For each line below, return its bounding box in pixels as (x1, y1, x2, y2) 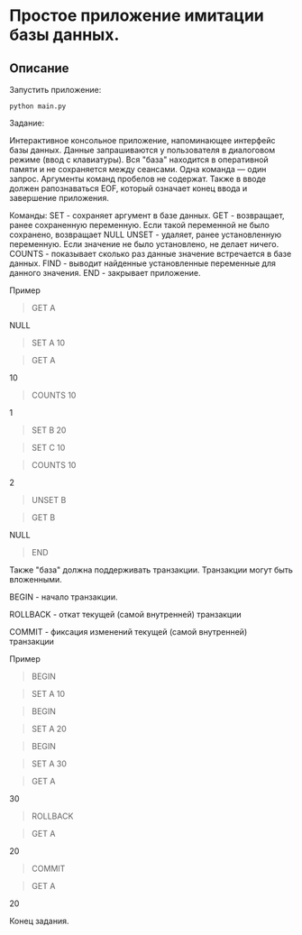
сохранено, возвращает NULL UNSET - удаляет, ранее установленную (9, 229, 282, 240)
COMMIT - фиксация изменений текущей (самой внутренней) (9, 627, 248, 637)
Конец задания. (9, 916, 69, 926)
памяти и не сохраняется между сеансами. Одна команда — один (9, 164, 267, 174)
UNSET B (31, 495, 67, 505)
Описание (9, 60, 69, 76)
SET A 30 (31, 758, 68, 769)
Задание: (9, 118, 45, 128)
